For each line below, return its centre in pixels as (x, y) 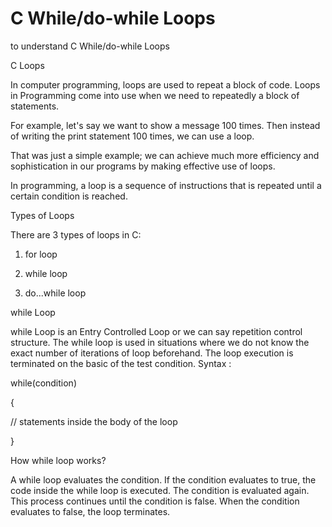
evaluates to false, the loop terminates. (90, 511)
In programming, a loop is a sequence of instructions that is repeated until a (166, 185)
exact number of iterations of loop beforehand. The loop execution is (152, 353)
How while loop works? (58, 460)
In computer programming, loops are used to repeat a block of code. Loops (165, 84)
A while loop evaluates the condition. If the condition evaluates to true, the (163, 479)
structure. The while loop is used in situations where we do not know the (160, 342)
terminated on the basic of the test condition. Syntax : (121, 363)
